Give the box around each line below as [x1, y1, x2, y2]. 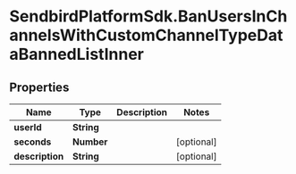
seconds [13, 136, 52, 148]
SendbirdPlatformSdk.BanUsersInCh [9, 6, 288, 27]
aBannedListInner [9, 45, 145, 64]
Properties [9, 79, 70, 95]
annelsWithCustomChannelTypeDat [9, 25, 283, 46]
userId [13, 121, 42, 133]
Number [72, 136, 108, 148]
